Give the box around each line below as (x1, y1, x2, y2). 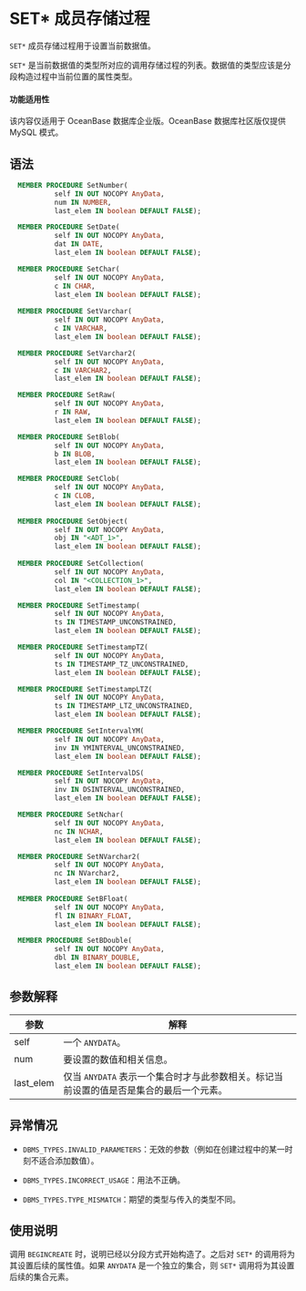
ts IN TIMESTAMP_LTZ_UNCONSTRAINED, (54, 702, 194, 711)
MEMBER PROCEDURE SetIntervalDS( (17, 768, 145, 777)
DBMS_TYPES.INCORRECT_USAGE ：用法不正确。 (22, 1174, 185, 1185)
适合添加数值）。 (38, 1154, 99, 1166)
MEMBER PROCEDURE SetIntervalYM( (17, 726, 145, 736)
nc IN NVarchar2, (54, 869, 120, 878)
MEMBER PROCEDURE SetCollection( (17, 559, 145, 569)
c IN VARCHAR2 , (54, 365, 112, 374)
